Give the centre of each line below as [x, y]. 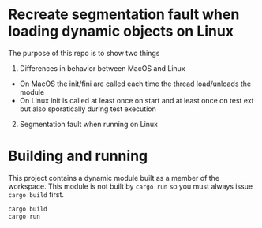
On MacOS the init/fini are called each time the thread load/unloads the [135, 84]
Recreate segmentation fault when [124, 15]
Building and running [78, 156]
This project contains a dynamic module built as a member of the [114, 178]
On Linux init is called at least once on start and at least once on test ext [137, 100]
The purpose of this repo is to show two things [84, 53]
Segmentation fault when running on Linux [89, 124]
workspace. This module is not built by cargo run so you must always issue [131, 186]
